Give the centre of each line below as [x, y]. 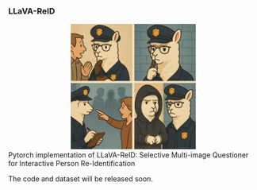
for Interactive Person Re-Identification [72, 164]
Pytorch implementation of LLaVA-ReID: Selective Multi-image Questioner [128, 155]
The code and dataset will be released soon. [81, 179]
